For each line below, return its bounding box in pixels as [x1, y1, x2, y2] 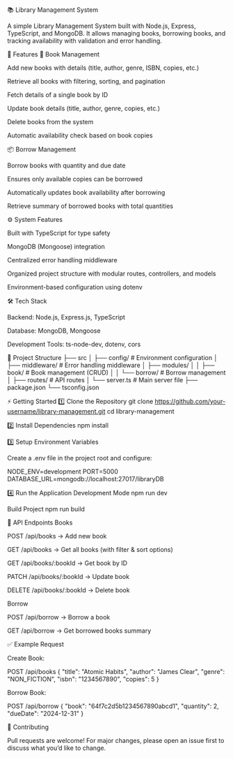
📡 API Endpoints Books [7, 518, 73, 527]
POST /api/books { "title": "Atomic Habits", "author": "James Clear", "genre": [7, 668, 225, 675]
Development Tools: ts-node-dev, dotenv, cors [7, 340, 141, 348]
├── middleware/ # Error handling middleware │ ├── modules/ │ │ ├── [7, 361, 215, 369]
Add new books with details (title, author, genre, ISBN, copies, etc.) [7, 63, 200, 72]
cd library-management [106, 407, 175, 415]
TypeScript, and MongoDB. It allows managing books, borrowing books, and [7, 29, 226, 37]
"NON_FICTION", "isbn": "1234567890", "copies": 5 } [7, 675, 160, 683]
